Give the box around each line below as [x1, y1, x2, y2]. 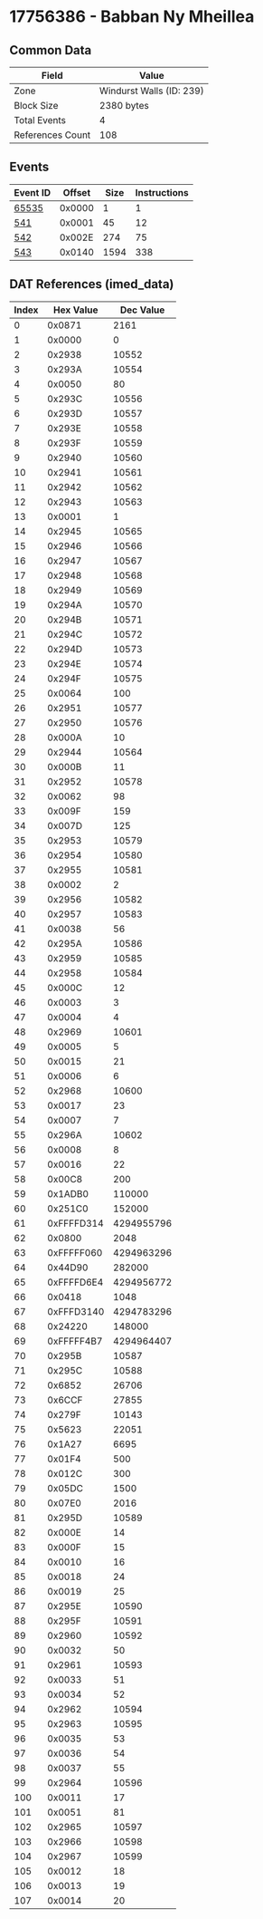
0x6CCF [47, 1393, 83, 1406]
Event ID [14, 186, 52, 198]
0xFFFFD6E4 [47, 1276, 104, 1288]
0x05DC [47, 1481, 84, 1494]
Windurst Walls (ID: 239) [99, 84, 205, 97]
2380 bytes [99, 100, 149, 111]
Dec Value [119, 304, 165, 316]
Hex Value [52, 304, 99, 316]
